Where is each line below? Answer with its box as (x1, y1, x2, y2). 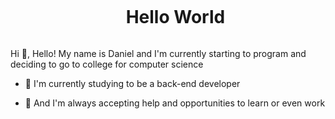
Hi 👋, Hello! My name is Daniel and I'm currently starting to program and (10, 47, 307, 59)
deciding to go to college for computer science (10, 58, 204, 70)
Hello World (125, 6, 226, 29)
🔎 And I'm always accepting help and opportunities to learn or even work (24, 97, 326, 109)
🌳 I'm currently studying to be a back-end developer (24, 77, 241, 89)
